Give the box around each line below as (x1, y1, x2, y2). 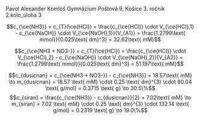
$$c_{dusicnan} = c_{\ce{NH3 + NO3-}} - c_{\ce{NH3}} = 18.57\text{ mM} (8, 72, 193, 79)
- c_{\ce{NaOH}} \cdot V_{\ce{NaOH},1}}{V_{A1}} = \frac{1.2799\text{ (15, 29, 186, 37)
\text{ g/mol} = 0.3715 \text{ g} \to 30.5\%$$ (45, 85, 156, 92)
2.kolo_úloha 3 (5, 11, 42, 19)
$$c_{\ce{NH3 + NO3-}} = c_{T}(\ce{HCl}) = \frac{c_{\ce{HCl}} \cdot (14, 47, 187, 55)
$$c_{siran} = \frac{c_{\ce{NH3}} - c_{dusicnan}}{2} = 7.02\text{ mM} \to (9, 94, 192, 101)
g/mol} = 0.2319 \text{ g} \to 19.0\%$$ (53, 107, 148, 113)
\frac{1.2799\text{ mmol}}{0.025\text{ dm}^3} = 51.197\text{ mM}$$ (17, 60, 184, 67)
